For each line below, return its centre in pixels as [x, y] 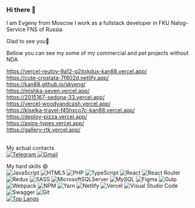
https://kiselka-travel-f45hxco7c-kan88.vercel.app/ [71, 110]
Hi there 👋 [21, 10]
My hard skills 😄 [27, 167]
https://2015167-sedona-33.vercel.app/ [56, 98]
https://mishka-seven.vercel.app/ [48, 91]
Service [16, 29]
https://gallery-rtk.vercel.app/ [44, 130]
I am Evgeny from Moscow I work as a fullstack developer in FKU [88, 23]
